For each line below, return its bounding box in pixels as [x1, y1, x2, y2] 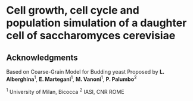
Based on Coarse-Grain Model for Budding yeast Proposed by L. [6, 68, 165, 75]
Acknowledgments [6, 52, 79, 62]
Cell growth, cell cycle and [6, 4, 140, 17]
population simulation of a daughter [6, 16, 187, 30]
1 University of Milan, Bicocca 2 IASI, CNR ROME [6, 87, 124, 95]
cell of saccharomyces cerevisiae [6, 29, 176, 42]
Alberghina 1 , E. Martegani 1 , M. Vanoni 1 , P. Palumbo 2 [6, 75, 137, 83]
